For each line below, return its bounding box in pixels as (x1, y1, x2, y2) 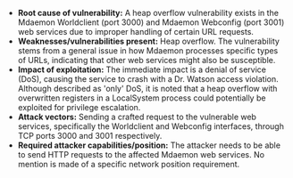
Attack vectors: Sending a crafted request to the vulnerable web (17, 111, 257, 122)
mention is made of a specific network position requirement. (17, 159, 240, 169)
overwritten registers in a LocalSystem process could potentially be (17, 93, 266, 103)
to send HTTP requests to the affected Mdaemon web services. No (17, 150, 265, 159)
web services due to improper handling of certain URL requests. (17, 27, 255, 36)
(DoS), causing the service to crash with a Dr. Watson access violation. (17, 74, 279, 84)
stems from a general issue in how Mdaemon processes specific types (17, 45, 279, 56)
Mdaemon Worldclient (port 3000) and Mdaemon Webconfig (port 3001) (17, 17, 285, 28)
